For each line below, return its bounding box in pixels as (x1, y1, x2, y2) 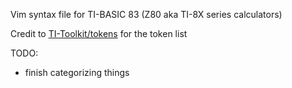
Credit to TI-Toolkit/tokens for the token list (10, 28, 188, 39)
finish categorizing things (24, 67, 130, 78)
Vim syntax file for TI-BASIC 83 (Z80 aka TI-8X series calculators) (10, 9, 283, 20)
